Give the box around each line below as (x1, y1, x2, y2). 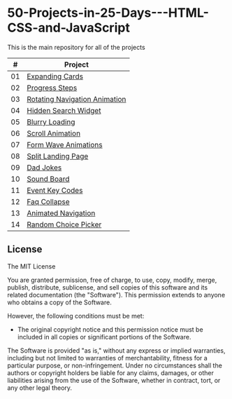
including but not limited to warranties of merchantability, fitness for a (7, 353, 208, 362)
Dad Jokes (27, 163, 62, 173)
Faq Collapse (27, 196, 70, 206)
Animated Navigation (27, 208, 96, 218)
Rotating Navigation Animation (27, 94, 126, 104)
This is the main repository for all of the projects (7, 43, 145, 51)
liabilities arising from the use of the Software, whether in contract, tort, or (7, 376, 221, 384)
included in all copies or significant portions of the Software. (17, 332, 191, 341)
